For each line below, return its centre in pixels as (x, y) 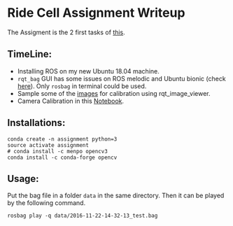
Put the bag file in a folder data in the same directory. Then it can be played (116, 196)
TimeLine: (30, 54)
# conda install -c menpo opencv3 (58, 151)
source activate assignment (48, 145)
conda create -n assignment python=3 (62, 139)
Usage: (23, 179)
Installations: (36, 123)
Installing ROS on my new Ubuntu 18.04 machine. (88, 71)
